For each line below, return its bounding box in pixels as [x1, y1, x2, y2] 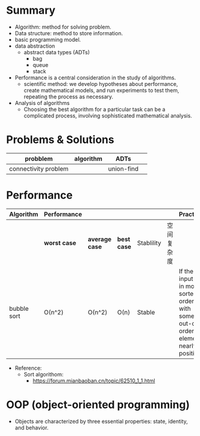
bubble [9, 304, 29, 313]
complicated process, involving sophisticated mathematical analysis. [23, 112, 192, 119]
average [87, 235, 112, 243]
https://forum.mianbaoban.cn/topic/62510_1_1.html [32, 377, 155, 384]
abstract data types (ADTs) [23, 48, 90, 55]
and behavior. [14, 424, 49, 431]
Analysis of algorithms [14, 99, 70, 106]
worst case [43, 239, 76, 247]
